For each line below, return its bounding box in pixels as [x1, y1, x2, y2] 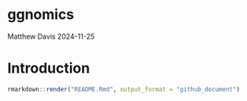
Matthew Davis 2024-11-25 [7, 32, 95, 41]
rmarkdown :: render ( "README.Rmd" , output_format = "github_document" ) [7, 85, 241, 93]
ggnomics [7, 6, 75, 24]
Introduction [7, 59, 90, 77]
